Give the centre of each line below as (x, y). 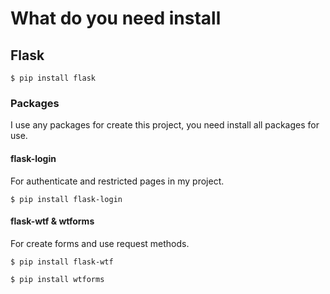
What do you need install (116, 18)
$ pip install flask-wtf (62, 262)
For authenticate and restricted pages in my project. (117, 181)
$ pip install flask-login (66, 199)
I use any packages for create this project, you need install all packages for (165, 125)
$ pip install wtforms (57, 279)
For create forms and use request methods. (100, 243)
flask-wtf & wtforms (52, 221)
